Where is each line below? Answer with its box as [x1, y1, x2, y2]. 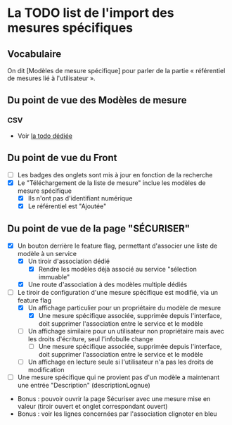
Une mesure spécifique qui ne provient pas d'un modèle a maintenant [17, 373, 220, 381]
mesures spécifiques [7, 20, 134, 36]
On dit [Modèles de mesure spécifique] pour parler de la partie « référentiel [7, 67, 226, 75]
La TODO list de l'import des [7, 5, 174, 21]
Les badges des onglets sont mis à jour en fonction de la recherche [17, 170, 213, 179]
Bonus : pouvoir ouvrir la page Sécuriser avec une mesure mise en [17, 395, 211, 403]
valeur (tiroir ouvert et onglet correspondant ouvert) [17, 402, 168, 411]
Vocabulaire [7, 48, 62, 60]
